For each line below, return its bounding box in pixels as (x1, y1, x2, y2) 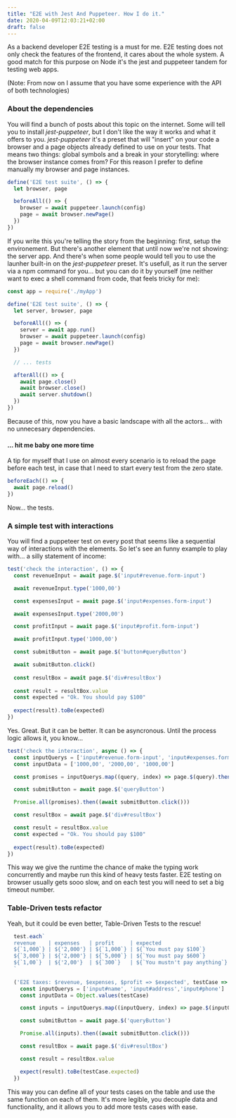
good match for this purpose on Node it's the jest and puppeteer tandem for (7, 58, 228, 66)
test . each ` (13, 933, 46, 940)
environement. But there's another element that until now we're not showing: (7, 244, 229, 252)
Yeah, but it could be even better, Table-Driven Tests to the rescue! (7, 919, 202, 928)
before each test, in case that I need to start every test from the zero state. (7, 464, 223, 472)
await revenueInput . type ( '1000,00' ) (13, 584, 121, 592)
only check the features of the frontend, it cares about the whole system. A (7, 50, 225, 59)
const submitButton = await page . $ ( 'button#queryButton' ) (13, 649, 188, 656)
